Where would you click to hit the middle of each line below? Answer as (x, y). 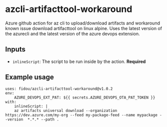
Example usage (29, 77)
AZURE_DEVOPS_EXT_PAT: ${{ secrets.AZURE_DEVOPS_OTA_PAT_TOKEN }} (85, 97)
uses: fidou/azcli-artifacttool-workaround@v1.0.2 (59, 88)
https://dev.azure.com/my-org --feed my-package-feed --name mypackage (81, 115)
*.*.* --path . (43, 119)
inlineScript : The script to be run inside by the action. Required (79, 61)
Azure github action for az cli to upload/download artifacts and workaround (82, 23)
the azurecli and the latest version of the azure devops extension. (72, 33)
